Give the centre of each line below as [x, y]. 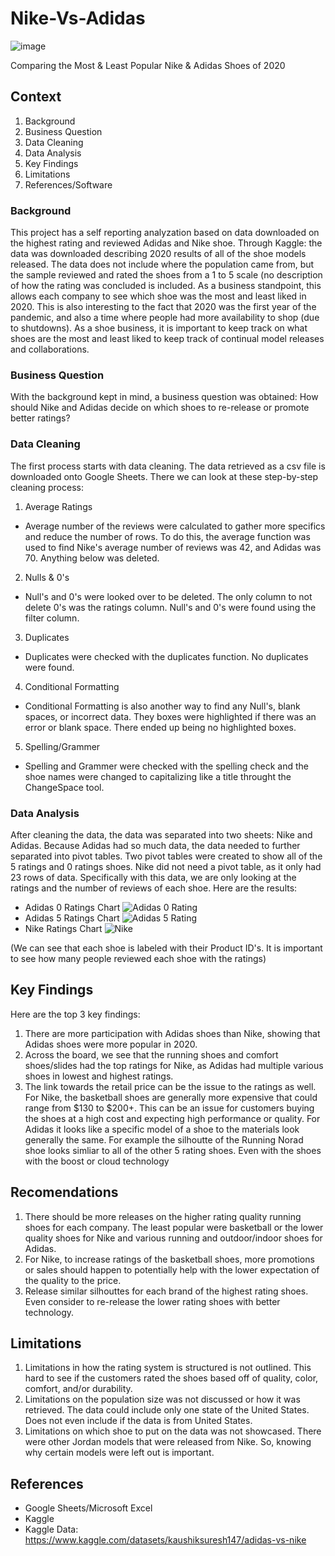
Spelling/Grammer [62, 746]
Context [36, 97]
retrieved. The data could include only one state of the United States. [167, 1410]
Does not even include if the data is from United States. [138, 1421]
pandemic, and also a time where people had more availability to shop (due [165, 318]
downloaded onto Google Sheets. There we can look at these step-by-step [164, 476]
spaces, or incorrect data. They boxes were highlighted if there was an [170, 716]
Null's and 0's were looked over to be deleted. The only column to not [168, 596]
